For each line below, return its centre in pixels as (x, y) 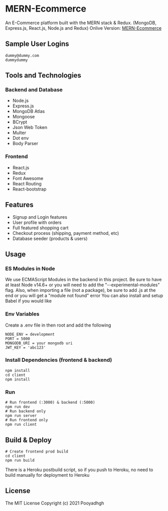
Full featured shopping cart (40, 228)
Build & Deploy (28, 440)
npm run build (20, 460)
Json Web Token (30, 127)
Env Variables (22, 314)
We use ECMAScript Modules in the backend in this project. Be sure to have (83, 280)
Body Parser (25, 144)
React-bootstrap (29, 189)
